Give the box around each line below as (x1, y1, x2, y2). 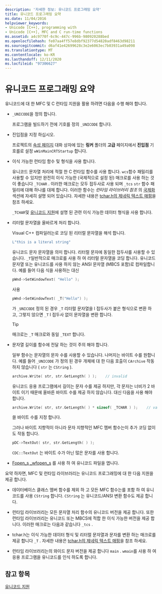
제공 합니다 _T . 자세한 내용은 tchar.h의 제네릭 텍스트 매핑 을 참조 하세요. (12, 538, 147, 544)
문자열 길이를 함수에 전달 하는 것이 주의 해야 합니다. (12, 341, 109, 347)
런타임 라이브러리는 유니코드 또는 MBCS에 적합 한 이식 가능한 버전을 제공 (12, 515, 150, 521)
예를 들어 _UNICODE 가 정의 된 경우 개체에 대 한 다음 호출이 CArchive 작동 (18, 358, 155, 364)
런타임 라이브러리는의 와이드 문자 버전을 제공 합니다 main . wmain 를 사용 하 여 (12, 548, 157, 554)
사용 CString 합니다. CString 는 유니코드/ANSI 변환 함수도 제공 (25, 493, 144, 499)
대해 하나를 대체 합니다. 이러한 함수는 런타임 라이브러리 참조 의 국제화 (25, 187, 156, 193)
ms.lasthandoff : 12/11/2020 (5, 57, 62, 62)
